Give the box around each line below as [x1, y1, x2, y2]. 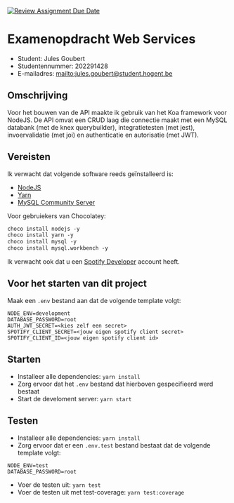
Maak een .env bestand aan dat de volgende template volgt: [7, 296, 181, 304]
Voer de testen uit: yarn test [17, 481, 101, 489]
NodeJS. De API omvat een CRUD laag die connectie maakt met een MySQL [7, 116, 228, 124]
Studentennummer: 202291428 [17, 62, 109, 70]
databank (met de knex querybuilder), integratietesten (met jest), [7, 123, 195, 131]
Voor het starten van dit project [7, 278, 148, 290]
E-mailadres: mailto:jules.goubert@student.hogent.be [17, 69, 173, 77]
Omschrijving [7, 90, 68, 102]
